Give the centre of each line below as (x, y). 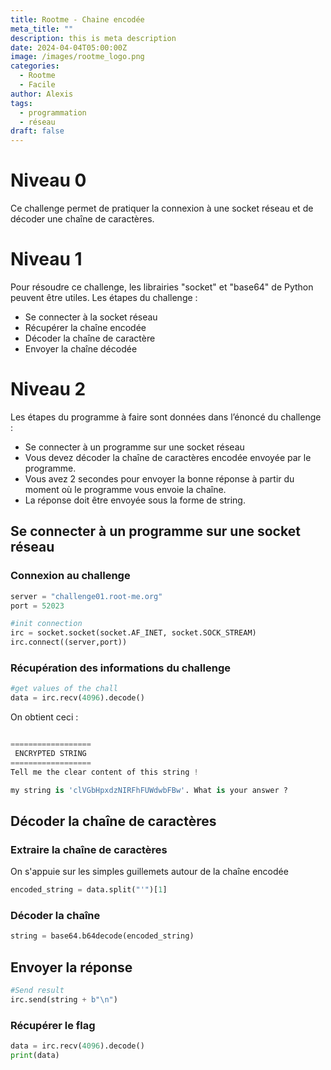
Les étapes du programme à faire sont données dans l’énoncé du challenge (166, 417)
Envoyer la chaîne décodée (81, 349)
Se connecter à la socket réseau (91, 317)
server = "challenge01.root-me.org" (86, 596)
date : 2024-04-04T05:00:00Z (69, 47)
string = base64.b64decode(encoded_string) (102, 936)
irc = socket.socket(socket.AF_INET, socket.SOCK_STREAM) (133, 633)
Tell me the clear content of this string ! (104, 772)
